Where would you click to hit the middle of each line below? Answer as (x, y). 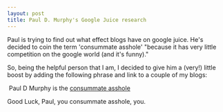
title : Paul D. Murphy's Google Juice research (77, 20)
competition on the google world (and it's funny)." (78, 54)
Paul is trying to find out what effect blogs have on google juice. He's (105, 39)
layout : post (26, 13)
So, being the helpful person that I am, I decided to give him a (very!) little (111, 67)
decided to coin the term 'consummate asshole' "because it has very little (112, 47)
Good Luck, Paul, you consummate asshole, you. (77, 101)
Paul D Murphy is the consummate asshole (70, 88)
